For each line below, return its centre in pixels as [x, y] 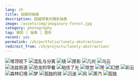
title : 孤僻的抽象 [22, 14]
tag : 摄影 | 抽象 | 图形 [29, 33]
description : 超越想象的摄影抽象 [36, 19]
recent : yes [17, 38]
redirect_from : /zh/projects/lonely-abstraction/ [58, 46]
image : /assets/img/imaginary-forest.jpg [49, 23]
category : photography [29, 28]
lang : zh [14, 10]
